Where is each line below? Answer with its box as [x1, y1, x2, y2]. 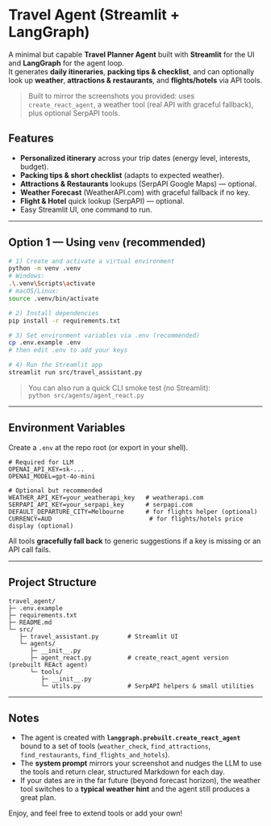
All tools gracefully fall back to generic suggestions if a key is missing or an [8, 536, 261, 546]
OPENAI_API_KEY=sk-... [8, 465, 85, 474]
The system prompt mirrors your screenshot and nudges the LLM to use [19, 758, 262, 769]
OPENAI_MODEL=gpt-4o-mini [8, 472, 95, 480]
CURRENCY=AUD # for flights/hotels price [8, 515, 244, 523]
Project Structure [8, 575, 97, 589]
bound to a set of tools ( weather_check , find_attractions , [19, 741, 211, 751]
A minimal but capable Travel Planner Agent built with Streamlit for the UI [8, 49, 255, 59]
